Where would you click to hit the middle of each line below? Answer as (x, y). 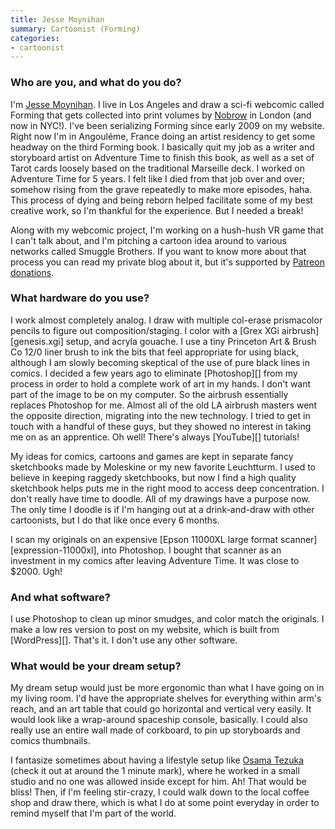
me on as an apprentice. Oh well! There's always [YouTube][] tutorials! (155, 437)
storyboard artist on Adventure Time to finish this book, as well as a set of (162, 157)
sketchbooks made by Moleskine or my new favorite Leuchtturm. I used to (163, 467)
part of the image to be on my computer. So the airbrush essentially (149, 394)
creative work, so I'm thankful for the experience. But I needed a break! (157, 210)
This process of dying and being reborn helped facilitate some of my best (161, 200)
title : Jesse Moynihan (57, 19)
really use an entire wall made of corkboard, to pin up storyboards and (155, 730)
